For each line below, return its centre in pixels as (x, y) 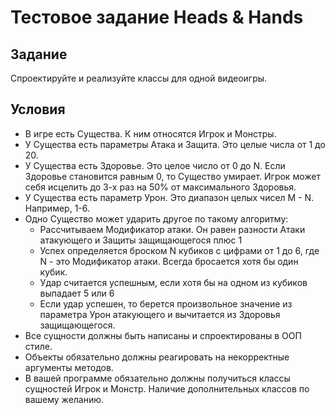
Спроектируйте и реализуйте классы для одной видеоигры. (139, 78)
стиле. (38, 346)
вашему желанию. (64, 399)
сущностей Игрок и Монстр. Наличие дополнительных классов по (167, 388)
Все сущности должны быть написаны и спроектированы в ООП (163, 335)
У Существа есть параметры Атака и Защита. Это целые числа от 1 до (175, 144)
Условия (38, 109)
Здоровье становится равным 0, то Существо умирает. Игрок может (172, 176)
